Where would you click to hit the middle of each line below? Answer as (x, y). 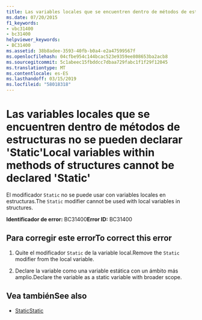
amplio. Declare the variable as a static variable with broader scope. (98, 277)
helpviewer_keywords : (33, 40)
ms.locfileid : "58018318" (38, 85)
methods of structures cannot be (90, 165)
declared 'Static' (49, 178)
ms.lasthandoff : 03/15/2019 (41, 79)
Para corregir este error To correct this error (89, 238)
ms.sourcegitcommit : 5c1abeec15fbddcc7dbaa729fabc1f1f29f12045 (87, 62)
